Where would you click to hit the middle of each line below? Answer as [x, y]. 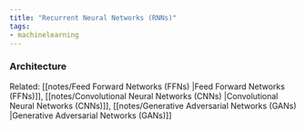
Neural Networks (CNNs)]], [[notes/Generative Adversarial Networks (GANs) [153, 105]
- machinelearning [44, 35]
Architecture [38, 66]
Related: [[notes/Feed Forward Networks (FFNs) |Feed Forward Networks [147, 86]
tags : [20, 26]
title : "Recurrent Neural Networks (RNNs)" [93, 18]
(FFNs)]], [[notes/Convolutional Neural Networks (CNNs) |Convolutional [144, 95]
